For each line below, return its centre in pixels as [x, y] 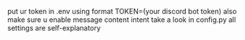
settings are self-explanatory [54, 28]
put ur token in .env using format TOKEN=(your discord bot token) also [122, 11]
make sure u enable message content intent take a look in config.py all [122, 20]
